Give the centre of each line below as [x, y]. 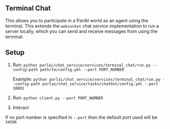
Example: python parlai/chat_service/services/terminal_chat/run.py [87, 79]
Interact [21, 107]
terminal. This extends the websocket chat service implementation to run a [82, 26]
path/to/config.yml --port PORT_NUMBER [82, 70]
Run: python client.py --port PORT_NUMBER [58, 98]
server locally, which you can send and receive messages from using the [81, 31]
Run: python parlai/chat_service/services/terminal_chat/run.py [82, 65]
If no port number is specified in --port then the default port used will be [81, 117]
